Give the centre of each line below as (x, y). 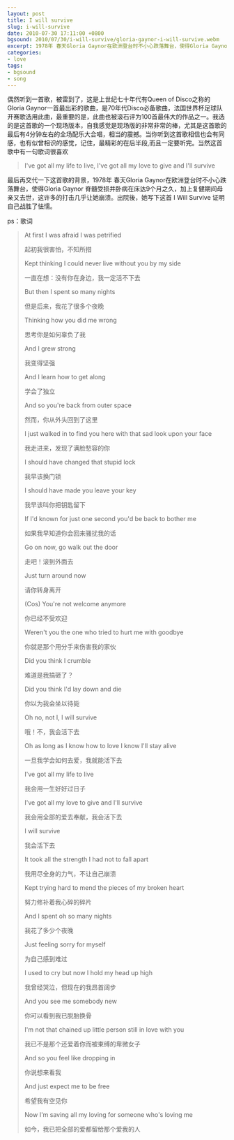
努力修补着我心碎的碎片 (58, 902)
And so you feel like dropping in (70, 1058)
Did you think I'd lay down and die (73, 689)
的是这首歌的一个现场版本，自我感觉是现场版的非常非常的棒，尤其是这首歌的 (117, 126)
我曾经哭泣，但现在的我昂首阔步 (70, 987)
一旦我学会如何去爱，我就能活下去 (73, 760)
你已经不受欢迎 (46, 618)
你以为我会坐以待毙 (52, 703)
